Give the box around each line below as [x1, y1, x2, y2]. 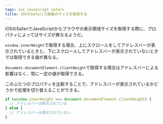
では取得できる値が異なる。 [5, 54, 61, 60]
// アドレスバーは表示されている [9, 101, 67, 106]
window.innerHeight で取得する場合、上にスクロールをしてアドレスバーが [5, 42, 151, 48]
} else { [5, 106, 23, 111]
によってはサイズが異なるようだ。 [18, 32, 85, 37]
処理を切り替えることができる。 [18, 87, 82, 93]
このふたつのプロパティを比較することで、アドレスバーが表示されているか [5, 81, 154, 87]
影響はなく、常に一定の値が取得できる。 [5, 71, 86, 76]
